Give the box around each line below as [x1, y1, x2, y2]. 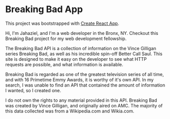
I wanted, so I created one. [5, 87, 62, 93]
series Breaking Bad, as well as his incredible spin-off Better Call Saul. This [5, 51, 163, 57]
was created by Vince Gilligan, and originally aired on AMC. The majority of [5, 102, 163, 108]
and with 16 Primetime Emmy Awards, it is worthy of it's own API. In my [5, 76, 154, 83]
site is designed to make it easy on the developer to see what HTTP [5, 56, 147, 62]
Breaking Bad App [5, 4, 83, 15]
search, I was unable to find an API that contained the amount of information [5, 82, 165, 88]
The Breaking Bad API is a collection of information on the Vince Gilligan [5, 45, 157, 51]
